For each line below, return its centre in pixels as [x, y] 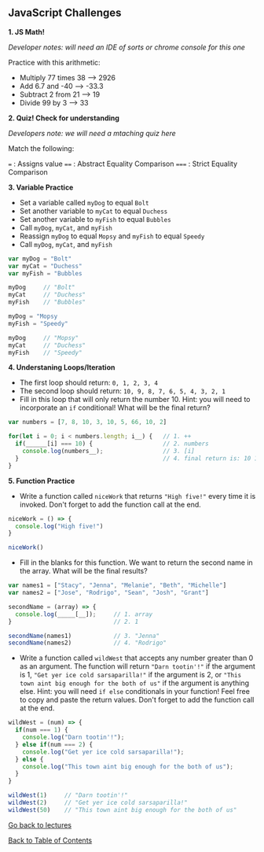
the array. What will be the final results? [83, 571]
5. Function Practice [42, 481]
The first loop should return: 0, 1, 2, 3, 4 [89, 383]
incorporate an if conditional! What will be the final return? [115, 408]
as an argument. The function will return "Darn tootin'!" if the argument [137, 666]
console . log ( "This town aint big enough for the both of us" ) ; [128, 766]
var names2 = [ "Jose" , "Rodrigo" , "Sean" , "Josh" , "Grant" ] [109, 593]
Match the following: [41, 148]
